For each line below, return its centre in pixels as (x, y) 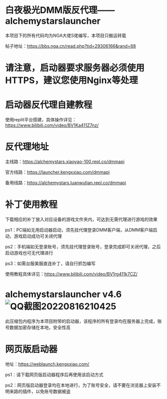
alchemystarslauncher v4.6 (63, 294)
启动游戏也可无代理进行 (29, 253)
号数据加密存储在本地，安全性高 (38, 327)
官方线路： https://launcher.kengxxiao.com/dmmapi (58, 172)
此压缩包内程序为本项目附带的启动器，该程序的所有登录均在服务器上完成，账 (83, 321)
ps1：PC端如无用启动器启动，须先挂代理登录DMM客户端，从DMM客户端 (79, 230)
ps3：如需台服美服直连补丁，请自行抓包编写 (50, 263)
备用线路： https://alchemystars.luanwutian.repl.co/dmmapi (66, 183)
